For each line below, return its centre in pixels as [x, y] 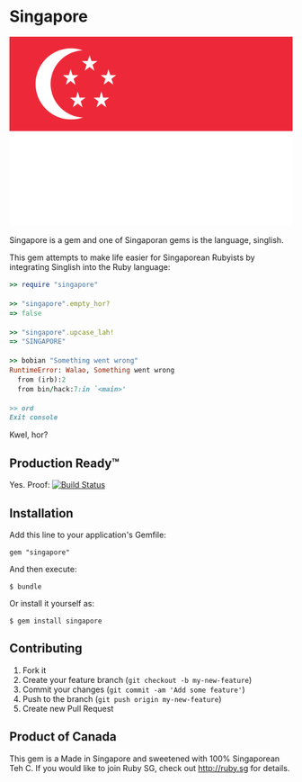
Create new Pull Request [68, 708]
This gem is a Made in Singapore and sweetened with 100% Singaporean [145, 759]
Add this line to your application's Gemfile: [88, 535]
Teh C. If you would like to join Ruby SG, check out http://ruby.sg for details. [150, 768]
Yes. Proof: [30, 485]
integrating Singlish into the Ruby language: [90, 267]
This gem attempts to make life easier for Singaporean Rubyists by [132, 257]
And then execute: [43, 569]
